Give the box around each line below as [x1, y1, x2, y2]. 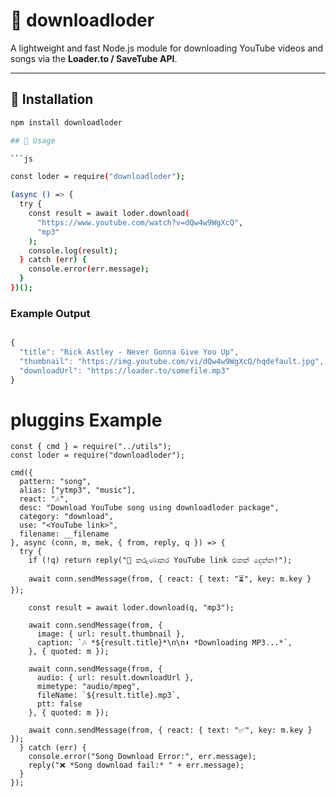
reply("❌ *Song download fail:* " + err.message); [28, 760, 245, 771]
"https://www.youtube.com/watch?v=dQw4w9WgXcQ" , [36, 217, 244, 228]
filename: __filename [19, 529, 110, 539]
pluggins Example [10, 409, 163, 431]
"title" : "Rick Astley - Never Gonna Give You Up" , [19, 347, 240, 358]
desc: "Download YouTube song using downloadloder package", [19, 503, 280, 513]
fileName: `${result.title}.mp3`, [36, 690, 182, 701]
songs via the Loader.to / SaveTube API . [10, 52, 178, 64]
